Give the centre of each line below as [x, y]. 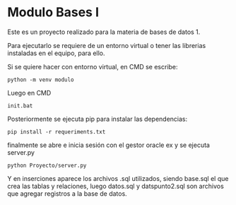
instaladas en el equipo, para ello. [56, 53]
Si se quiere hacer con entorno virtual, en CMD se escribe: [93, 66]
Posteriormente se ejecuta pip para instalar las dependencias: [98, 119]
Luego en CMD [29, 93]
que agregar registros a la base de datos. [67, 193]
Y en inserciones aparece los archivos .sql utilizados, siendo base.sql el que [118, 178]
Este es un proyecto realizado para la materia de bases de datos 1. [104, 32]
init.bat [20, 106]
